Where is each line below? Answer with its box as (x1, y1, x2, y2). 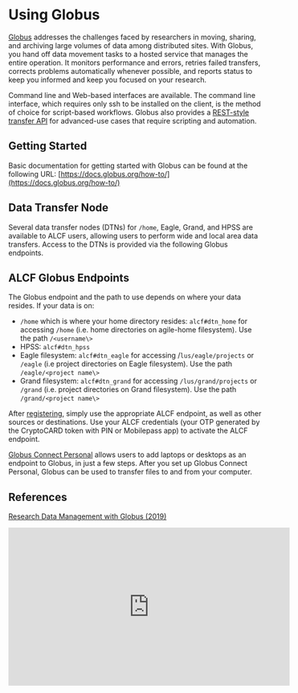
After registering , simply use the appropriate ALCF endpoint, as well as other (8, 409, 262, 418)
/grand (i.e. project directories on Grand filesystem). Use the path (19, 385, 237, 394)
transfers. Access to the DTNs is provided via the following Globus (8, 239, 228, 249)
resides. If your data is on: (8, 301, 95, 311)
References (8, 490, 67, 503)
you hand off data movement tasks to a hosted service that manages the (8, 49, 249, 59)
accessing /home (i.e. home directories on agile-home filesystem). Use (19, 325, 252, 335)
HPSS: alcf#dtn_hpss (19, 342, 91, 352)
